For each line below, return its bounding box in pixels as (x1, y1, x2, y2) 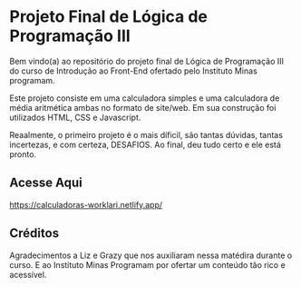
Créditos (9, 225, 60, 242)
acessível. (9, 269, 47, 280)
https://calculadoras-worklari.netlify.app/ (9, 199, 163, 210)
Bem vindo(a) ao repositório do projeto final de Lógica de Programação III (9, 55, 284, 66)
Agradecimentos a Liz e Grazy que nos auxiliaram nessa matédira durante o (9, 250, 293, 261)
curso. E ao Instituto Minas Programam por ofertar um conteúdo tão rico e (9, 259, 286, 270)
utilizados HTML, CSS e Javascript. (9, 112, 141, 123)
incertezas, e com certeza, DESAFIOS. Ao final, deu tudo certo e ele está (9, 139, 281, 150)
